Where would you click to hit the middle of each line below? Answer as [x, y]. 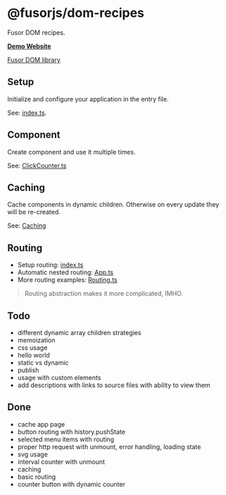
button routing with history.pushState [71, 432]
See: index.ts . [27, 112]
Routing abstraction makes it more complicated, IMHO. [103, 293]
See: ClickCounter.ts [37, 165]
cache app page [41, 424]
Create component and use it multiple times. [71, 152]
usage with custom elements [59, 378]
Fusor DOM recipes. [36, 32]
